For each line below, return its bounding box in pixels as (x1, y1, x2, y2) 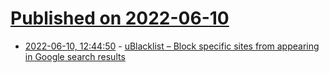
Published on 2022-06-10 (10, 7, 230, 30)
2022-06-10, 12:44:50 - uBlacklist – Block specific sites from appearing (24, 40, 320, 52)
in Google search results (24, 50, 126, 62)
